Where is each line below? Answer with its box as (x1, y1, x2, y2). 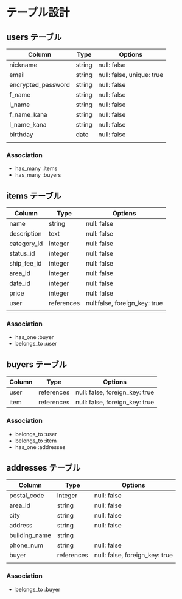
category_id (9, 239, 43, 248)
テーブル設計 (6, 6, 70, 20)
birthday (9, 130, 33, 138)
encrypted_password (9, 81, 70, 89)
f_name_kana (9, 111, 47, 119)
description (9, 229, 42, 238)
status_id (9, 249, 35, 258)
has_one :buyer (15, 333, 54, 341)
